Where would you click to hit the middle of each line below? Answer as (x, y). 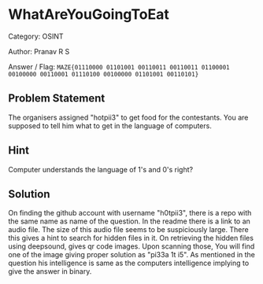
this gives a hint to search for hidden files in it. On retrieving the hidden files (131, 238)
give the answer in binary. (50, 271)
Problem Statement (57, 99)
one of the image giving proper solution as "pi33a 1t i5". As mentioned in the (132, 255)
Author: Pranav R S (39, 51)
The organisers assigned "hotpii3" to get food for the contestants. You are (128, 117)
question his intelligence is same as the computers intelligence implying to (129, 263)
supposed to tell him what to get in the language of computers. (110, 125)
